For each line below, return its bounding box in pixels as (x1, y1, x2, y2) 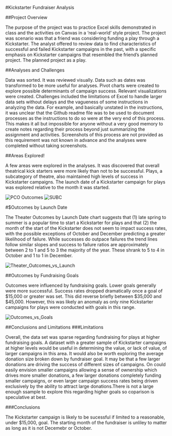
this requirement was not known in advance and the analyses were (5, 137, 147, 143)
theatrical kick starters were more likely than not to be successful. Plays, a (5, 168, 163, 174)
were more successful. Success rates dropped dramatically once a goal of (5, 288, 163, 294)
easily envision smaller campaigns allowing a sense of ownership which (5, 367, 158, 373)
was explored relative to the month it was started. (5, 185, 110, 190)
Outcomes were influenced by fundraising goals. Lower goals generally (5, 282, 157, 288)
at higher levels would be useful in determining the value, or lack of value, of (5, 345, 167, 351)
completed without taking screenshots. (5, 142, 88, 149)
